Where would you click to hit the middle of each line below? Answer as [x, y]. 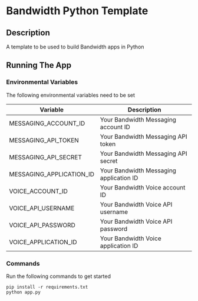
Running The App [39, 65]
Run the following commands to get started [58, 276]
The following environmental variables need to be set [71, 95]
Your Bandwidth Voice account [143, 187]
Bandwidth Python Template [77, 11]
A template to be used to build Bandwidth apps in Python [75, 47]
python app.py [24, 292]
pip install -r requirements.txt [47, 287]
